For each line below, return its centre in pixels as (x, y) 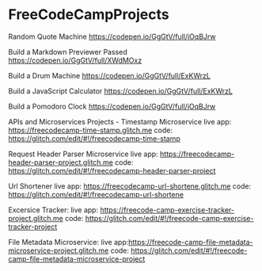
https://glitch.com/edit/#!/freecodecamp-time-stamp (94, 138)
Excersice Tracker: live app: (53, 210)
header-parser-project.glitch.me (61, 162)
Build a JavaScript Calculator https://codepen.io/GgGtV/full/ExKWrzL (121, 91)
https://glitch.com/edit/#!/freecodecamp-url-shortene (96, 194)
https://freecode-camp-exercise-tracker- (167, 210)
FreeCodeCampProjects (89, 15)
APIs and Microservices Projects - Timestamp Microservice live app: (120, 121)
